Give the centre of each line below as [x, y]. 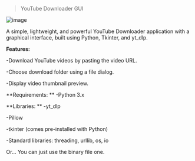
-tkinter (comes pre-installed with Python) [57, 129]
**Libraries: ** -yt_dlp [33, 106]
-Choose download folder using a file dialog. [60, 72]
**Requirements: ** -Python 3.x [45, 95]
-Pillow [15, 118]
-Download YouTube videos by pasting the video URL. [72, 60]
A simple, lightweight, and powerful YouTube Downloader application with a [98, 31]
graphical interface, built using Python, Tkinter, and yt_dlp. [77, 37]
